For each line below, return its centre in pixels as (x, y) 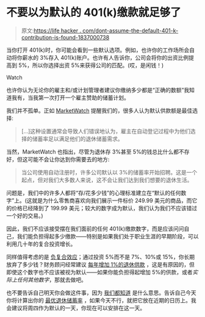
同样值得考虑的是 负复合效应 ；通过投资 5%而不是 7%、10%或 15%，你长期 (101, 257)
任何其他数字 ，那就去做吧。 (52, 280)
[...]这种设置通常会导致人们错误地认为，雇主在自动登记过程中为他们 (106, 131)
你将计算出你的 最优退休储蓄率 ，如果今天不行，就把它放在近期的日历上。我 (101, 300)
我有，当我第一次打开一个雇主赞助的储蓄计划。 (70, 98)
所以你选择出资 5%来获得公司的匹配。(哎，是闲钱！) (98, 65)
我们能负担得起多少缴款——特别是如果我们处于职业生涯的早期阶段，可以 (108, 236)
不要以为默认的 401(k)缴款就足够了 (94, 12)
